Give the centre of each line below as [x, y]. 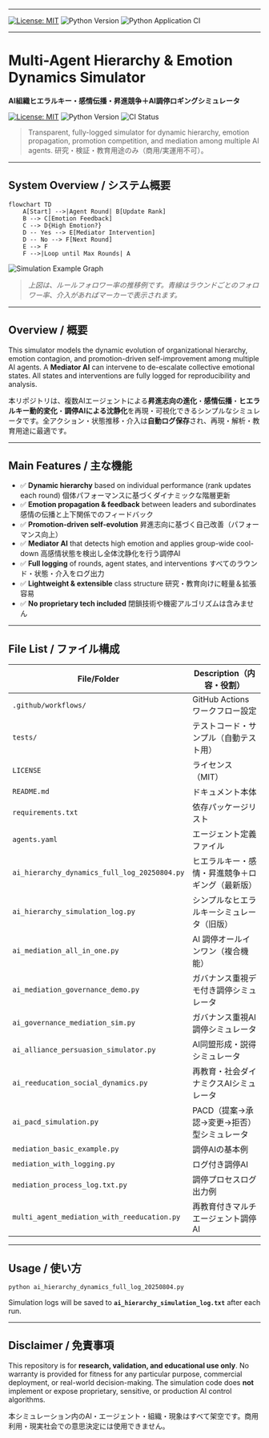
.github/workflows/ [49, 705]
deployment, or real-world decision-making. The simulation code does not [131, 1382]
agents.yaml [35, 840]
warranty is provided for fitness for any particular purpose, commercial [125, 1374]
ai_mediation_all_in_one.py [66, 951]
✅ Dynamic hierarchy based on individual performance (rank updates [135, 485]
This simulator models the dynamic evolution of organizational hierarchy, [128, 350]
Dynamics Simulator [77, 78]
